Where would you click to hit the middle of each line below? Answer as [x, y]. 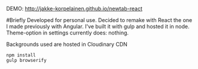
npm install [21, 55]
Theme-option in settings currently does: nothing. [68, 33]
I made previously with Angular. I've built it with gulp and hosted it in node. [98, 26]
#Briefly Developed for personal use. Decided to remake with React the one [99, 20]
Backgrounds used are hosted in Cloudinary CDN [67, 44]
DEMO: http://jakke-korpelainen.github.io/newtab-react [74, 9]
